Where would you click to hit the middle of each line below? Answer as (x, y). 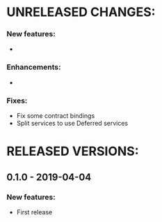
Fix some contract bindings (56, 116)
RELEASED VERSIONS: (73, 151)
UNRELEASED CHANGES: (81, 12)
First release (34, 212)
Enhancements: (34, 67)
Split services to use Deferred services (72, 124)
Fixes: (17, 101)
